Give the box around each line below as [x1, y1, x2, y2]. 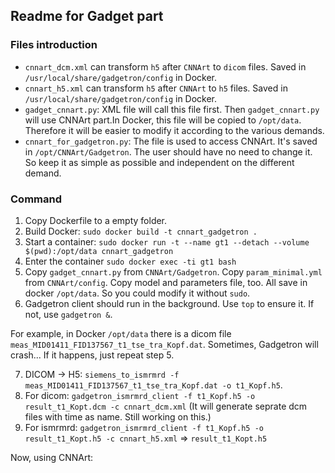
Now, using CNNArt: [10, 451, 94, 463]
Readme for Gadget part [10, 8, 164, 25]
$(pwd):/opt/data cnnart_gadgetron [24, 246, 174, 256]
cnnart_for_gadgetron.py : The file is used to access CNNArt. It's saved [24, 135, 318, 147]
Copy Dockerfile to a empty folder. [24, 214, 168, 226]
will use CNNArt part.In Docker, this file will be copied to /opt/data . [24, 114, 302, 126]
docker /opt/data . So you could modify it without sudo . [24, 287, 251, 299]
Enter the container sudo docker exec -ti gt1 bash [24, 255, 237, 267]
